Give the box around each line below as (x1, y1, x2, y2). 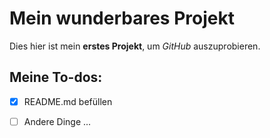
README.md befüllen (23, 95, 113, 107)
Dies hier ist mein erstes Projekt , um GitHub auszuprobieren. (9, 40, 261, 52)
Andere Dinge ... (23, 115, 92, 127)
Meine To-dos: (9, 69, 103, 86)
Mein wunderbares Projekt (9, 7, 235, 30)
